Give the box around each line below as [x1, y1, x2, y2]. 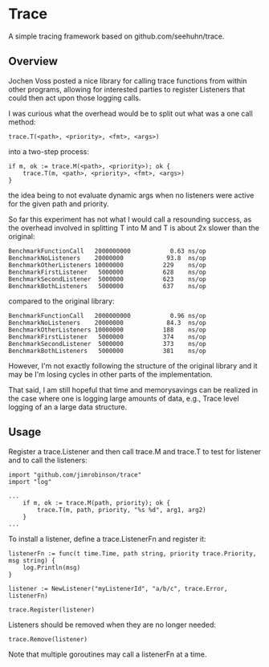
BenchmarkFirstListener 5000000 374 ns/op [8, 332, 206, 341]
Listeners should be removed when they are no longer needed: [8, 620, 217, 629]
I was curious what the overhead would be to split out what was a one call [8, 108, 253, 118]
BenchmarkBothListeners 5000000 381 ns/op [8, 347, 206, 355]
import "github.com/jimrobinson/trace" [8, 470, 142, 478]
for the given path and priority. [8, 198, 109, 209]
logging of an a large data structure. [8, 402, 127, 412]
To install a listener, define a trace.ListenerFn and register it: [8, 534, 206, 543]
